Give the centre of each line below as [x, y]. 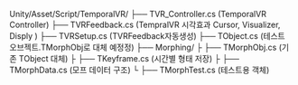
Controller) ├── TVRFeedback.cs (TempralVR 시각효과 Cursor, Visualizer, [145, 24]
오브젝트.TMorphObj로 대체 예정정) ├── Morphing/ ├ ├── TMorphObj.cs [143, 47]
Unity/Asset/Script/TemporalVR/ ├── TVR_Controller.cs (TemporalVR [138, 14]
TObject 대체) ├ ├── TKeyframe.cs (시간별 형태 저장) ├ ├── [129, 58]
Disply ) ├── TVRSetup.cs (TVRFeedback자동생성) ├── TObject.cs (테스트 [148, 36]
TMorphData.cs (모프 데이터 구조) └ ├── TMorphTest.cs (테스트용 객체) [140, 70]
